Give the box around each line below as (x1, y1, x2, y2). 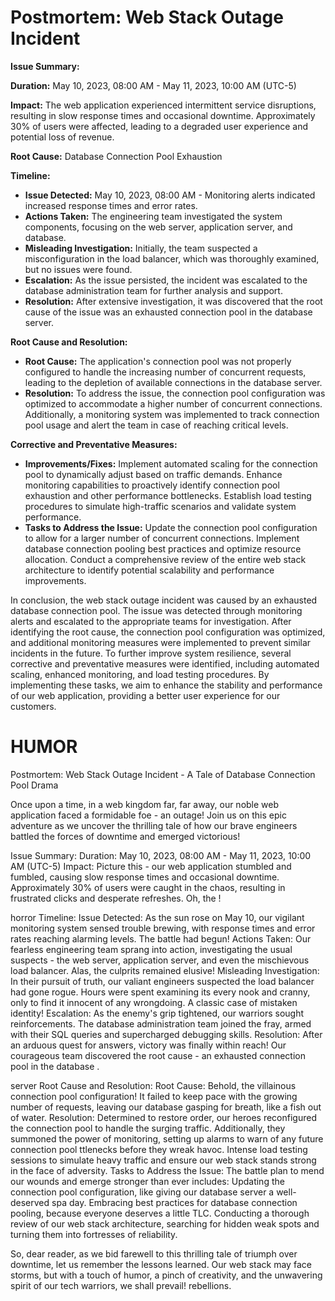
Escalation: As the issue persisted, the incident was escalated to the (24, 274, 308, 286)
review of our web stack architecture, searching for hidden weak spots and (10, 1217, 320, 1230)
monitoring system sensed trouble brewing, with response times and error (10, 922, 316, 934)
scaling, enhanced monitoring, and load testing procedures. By (10, 668, 270, 680)
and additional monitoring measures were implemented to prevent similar (10, 636, 312, 648)
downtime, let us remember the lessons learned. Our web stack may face (10, 1258, 312, 1270)
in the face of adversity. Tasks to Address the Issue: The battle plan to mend (10, 1164, 325, 1176)
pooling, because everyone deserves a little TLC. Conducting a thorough (10, 1207, 310, 1219)
